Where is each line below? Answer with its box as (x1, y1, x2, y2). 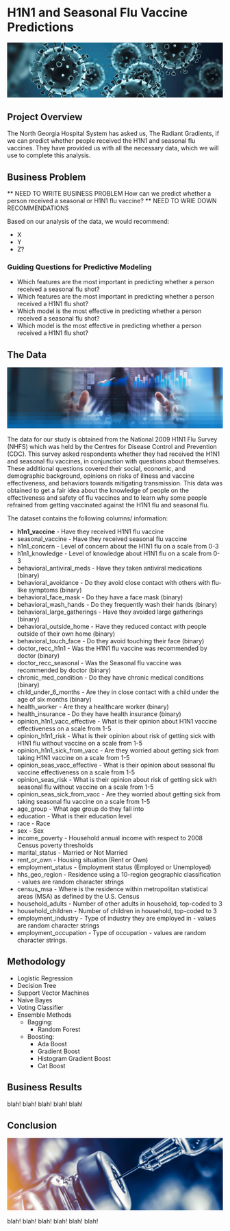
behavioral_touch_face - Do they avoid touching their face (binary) (16, 636, 205, 645)
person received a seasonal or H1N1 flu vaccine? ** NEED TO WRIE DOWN (7, 197, 217, 205)
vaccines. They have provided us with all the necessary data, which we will (7, 144, 219, 152)
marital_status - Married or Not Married (16, 848, 128, 856)
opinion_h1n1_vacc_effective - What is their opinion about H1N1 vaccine (16, 717, 218, 725)
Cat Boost (37, 1061, 66, 1070)
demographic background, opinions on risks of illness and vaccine (7, 472, 195, 480)
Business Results (7, 1081, 82, 1093)
